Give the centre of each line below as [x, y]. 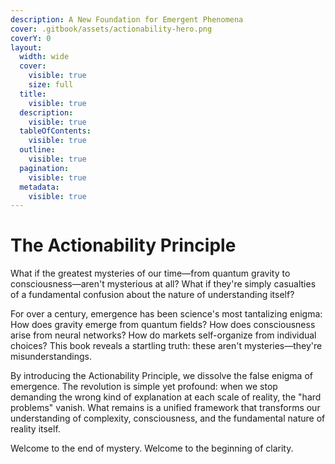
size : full [51, 85]
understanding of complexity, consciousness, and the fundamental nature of [168, 418]
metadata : [39, 187]
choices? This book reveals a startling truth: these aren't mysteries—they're [166, 346]
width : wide [44, 57]
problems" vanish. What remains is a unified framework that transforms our [165, 408]
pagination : [44, 168]
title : [33, 94]
